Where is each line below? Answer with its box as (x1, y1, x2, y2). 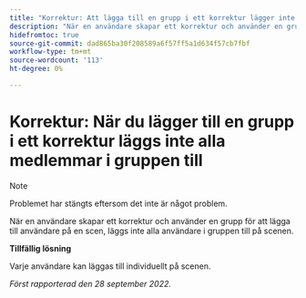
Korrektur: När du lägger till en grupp (9, 111, 295, 132)
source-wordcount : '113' (9, 56, 104, 65)
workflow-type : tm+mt (9, 47, 92, 57)
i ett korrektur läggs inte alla (9, 131, 226, 151)
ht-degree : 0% (9, 65, 64, 74)
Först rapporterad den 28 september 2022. (9, 278, 171, 289)
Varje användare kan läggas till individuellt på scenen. (9, 261, 211, 272)
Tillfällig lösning (9, 242, 71, 253)
